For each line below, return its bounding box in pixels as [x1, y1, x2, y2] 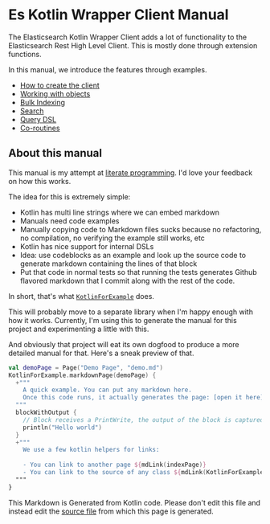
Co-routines [19, 123, 60, 133]
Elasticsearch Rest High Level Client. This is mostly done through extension [8, 40, 258, 50]
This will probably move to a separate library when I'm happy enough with [8, 307, 253, 317]
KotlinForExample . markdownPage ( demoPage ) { [8, 371, 157, 379]
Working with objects [19, 88, 91, 98]
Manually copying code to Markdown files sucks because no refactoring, [19, 224, 262, 234]
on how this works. [8, 176, 72, 186]
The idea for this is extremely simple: [8, 191, 131, 202]
